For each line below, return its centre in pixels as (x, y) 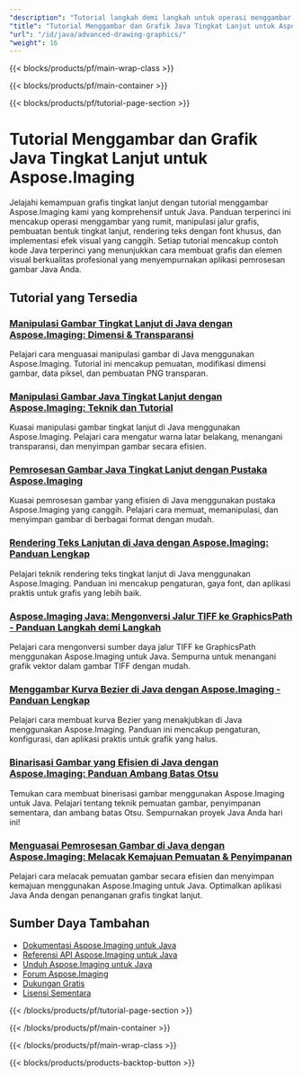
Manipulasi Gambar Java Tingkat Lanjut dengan (116, 396)
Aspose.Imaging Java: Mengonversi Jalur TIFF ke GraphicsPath (151, 616)
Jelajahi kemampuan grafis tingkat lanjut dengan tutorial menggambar (139, 202)
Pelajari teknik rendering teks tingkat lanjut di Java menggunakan (130, 574)
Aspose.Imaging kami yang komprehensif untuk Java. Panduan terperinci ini (150, 212)
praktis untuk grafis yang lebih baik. (75, 592)
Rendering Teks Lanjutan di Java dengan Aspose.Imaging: (139, 543)
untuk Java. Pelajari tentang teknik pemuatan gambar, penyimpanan (135, 803)
